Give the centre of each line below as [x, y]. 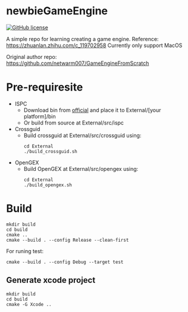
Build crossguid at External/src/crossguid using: [82, 135]
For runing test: [25, 251]
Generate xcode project [51, 280]
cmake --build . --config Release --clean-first [68, 240]
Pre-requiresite [45, 87]
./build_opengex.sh [48, 185]
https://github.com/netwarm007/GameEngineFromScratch [78, 63]
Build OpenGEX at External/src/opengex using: [81, 169]
